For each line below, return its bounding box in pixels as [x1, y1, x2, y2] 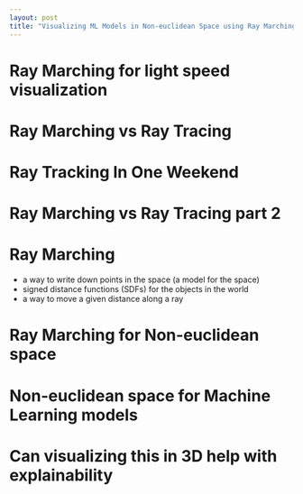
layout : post [9, 13, 59, 23]
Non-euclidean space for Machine [9, 385, 271, 406]
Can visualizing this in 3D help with [9, 445, 278, 466]
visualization [9, 79, 108, 100]
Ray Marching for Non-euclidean [9, 325, 260, 345]
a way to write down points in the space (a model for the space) [22, 274, 260, 285]
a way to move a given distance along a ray [22, 294, 184, 305]
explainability [9, 465, 114, 485]
